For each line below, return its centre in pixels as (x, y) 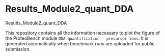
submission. (18, 49)
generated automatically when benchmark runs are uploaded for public (80, 43)
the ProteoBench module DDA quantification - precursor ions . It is (77, 38)
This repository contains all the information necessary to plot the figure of (83, 33)
